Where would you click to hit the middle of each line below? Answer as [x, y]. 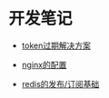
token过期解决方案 [56, 45]
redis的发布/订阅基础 [60, 83]
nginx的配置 [44, 64]
